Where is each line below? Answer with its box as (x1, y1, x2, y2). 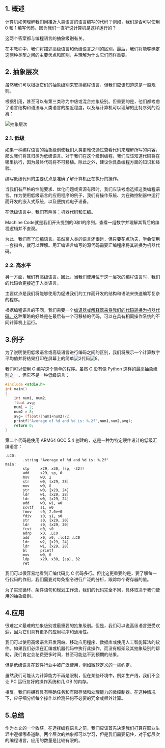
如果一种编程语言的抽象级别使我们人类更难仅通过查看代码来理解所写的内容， (5, 147, 160, 153)
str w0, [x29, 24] (23, 488, 69, 492)
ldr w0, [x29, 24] (23, 496, 69, 501)
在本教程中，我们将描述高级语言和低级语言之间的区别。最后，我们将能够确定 (5, 46, 160, 52)
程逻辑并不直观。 (5, 226, 40, 231)
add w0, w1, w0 (23, 500, 63, 506)
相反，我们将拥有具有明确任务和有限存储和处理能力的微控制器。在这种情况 (5, 689, 156, 695)
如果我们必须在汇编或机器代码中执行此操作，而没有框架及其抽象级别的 (13, 646, 156, 651)
